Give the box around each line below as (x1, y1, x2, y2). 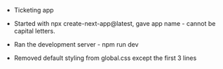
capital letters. (13, 27, 56, 35)
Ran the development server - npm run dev (13, 40, 139, 48)
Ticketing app (13, 6, 54, 14)
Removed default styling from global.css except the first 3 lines (13, 54, 197, 62)
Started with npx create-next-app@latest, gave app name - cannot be (13, 20, 216, 27)
